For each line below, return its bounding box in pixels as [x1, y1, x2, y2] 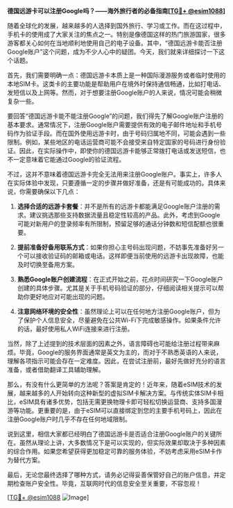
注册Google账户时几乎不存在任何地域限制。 [7, 415, 132, 423]
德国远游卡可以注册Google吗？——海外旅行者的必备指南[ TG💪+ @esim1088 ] [7, 7, 225, 15]
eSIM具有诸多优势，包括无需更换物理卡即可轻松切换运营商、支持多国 [19, 398, 216, 406]
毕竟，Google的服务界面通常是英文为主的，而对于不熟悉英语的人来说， [19, 348, 223, 357]
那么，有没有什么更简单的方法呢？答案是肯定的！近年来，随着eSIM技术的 [7, 380, 216, 388]
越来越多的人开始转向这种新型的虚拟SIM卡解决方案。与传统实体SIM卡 [19, 389, 218, 397]
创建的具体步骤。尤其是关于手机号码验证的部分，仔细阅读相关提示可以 [17, 284, 218, 292]
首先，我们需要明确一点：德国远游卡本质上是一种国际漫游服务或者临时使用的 [7, 71, 226, 79]
